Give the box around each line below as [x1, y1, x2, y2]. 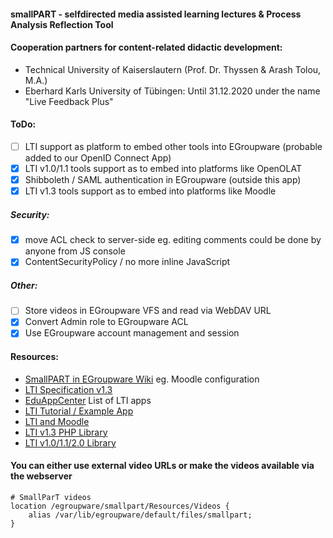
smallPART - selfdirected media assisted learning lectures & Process [10, 8, 302, 20]
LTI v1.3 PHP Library [24, 426, 108, 438]
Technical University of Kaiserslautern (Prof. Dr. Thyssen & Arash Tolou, [24, 63, 322, 75]
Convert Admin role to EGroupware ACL [24, 316, 189, 328]
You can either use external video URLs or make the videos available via [10, 460, 315, 472]
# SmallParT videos [10, 492, 92, 502]
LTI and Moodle [24, 415, 90, 427]
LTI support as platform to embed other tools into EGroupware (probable [24, 141, 323, 152]
